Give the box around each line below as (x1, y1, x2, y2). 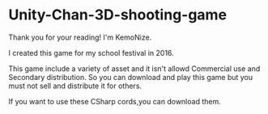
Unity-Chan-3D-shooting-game (8, 6, 228, 24)
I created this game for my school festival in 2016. (8, 48, 174, 57)
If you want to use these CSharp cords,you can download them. (8, 96, 221, 106)
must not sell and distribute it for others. (8, 81, 143, 91)
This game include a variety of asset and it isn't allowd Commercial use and (8, 63, 261, 74)
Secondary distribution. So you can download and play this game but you (8, 72, 253, 82)
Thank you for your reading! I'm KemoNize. (8, 32, 152, 42)
